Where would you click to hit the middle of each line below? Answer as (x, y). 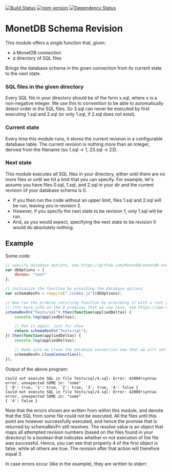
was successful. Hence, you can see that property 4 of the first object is (82, 443)
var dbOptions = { (25, 270)
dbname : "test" (31, 275)
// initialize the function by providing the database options (74, 289)
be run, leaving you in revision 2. (47, 205)
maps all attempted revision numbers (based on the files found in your (79, 432)
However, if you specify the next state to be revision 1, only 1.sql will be (88, 211)
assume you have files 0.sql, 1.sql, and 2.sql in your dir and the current (80, 185)
